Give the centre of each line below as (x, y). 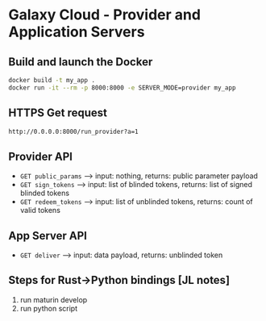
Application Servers (77, 32)
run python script (49, 308)
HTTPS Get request (58, 113)
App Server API (48, 236)
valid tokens (40, 211)
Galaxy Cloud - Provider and (105, 15)
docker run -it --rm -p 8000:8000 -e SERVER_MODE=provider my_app (122, 88)
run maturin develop (54, 299)
